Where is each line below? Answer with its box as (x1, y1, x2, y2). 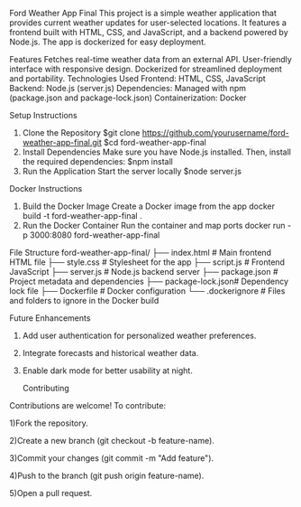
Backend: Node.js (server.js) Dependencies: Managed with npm (9, 83, 246, 93)
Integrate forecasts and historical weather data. (22, 348, 199, 358)
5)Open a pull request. (9, 488, 93, 498)
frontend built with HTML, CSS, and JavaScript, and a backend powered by (9, 27, 288, 37)
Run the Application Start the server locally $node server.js (22, 166, 242, 176)
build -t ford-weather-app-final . (22, 211, 142, 221)
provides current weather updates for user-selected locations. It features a (9, 17, 287, 28)
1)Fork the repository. (9, 418, 88, 428)
